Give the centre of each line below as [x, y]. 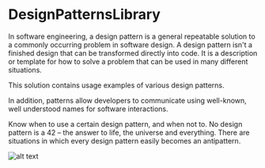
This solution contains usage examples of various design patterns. [116, 85]
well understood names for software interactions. [88, 109]
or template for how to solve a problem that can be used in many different [128, 62]
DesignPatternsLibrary [84, 15]
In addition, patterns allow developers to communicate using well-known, [127, 100]
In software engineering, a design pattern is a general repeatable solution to [132, 36]
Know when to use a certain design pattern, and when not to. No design [125, 124]
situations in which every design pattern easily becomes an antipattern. [125, 140]
